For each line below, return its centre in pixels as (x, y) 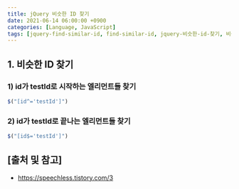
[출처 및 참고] (35, 160)
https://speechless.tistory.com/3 (65, 178)
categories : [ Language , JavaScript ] (62, 27)
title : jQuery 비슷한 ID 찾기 (48, 14)
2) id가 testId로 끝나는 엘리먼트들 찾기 (69, 121)
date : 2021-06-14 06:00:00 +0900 (57, 21)
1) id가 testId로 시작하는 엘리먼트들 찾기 (72, 86)
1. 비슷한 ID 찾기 (41, 64)
